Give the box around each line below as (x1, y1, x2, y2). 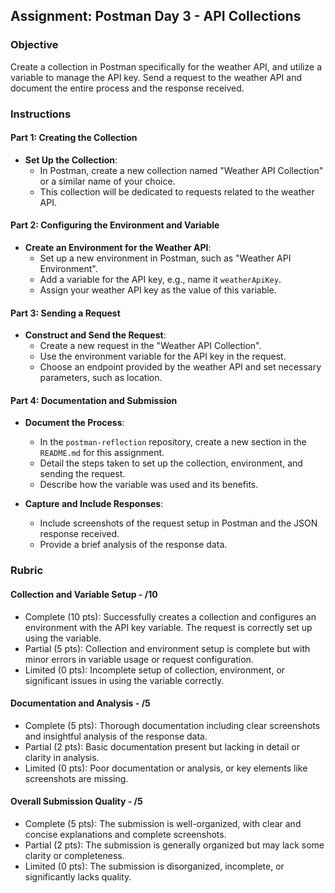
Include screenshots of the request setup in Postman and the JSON (39, 517, 318, 529)
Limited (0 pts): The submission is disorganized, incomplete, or (24, 860, 285, 872)
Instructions (10, 107, 72, 121)
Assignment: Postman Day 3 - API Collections (10, 8, 302, 25)
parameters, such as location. (39, 372, 163, 384)
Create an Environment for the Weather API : (24, 242, 212, 254)
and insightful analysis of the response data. (24, 730, 208, 742)
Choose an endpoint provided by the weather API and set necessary (39, 361, 322, 373)
